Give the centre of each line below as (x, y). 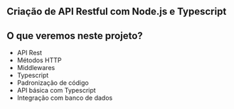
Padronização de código (53, 83)
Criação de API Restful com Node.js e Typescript (117, 12)
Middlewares (36, 68)
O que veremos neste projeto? (75, 36)
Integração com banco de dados (65, 98)
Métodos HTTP (39, 60)
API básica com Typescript (57, 91)
